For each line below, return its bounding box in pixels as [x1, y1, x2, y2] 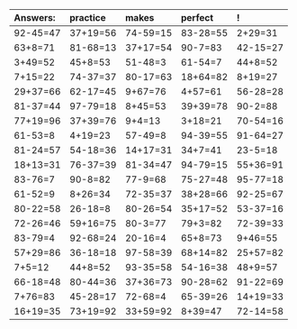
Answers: [13, 12, 56, 23]
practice [69, 12, 106, 23]
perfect [181, 12, 214, 23]
